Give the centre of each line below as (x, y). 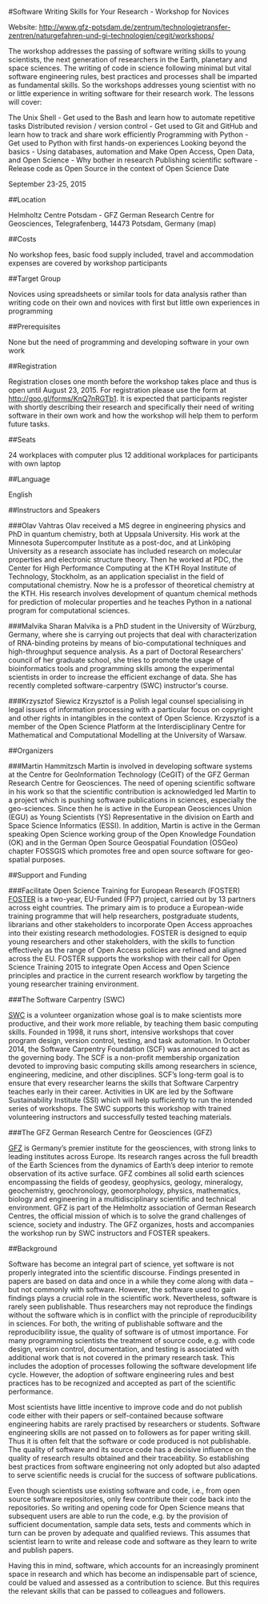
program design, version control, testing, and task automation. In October (129, 1040)
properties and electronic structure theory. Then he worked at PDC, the (126, 560)
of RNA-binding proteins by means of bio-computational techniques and (127, 643)
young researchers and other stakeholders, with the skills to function (122, 942)
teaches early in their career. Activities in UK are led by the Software (121, 1092)
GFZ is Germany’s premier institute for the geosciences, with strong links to (132, 1148)
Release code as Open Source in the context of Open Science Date (119, 168)
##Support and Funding (48, 875)
